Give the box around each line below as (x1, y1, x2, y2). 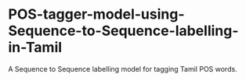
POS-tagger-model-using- (8, 5, 185, 23)
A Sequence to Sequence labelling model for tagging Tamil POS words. (8, 64, 237, 73)
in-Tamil (8, 39, 63, 56)
